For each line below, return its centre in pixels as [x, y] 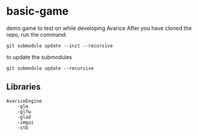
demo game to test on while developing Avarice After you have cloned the [99, 28]
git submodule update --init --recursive [60, 46]
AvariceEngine [24, 101]
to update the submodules [39, 57]
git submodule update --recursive [50, 68]
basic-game [37, 11]
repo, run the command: [37, 34]
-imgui [26, 122]
